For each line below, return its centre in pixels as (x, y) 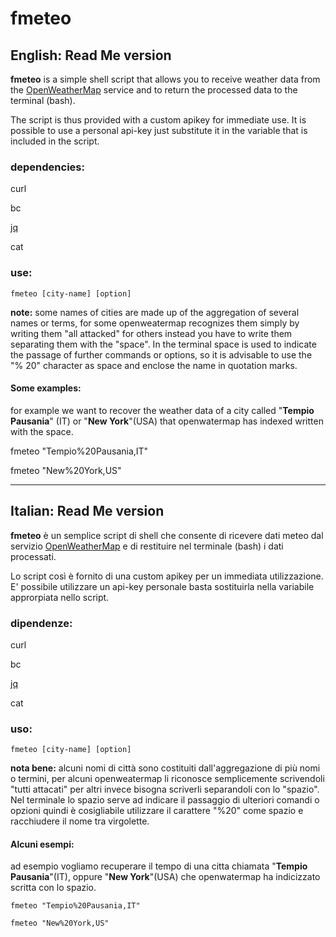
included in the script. (55, 141)
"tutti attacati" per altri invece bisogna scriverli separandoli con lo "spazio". (165, 789)
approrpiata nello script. (60, 597)
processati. (33, 556)
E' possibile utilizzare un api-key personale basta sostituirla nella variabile (162, 586)
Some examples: (46, 388)
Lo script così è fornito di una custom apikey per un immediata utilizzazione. (167, 576)
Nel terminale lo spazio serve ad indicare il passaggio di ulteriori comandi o (165, 800)
